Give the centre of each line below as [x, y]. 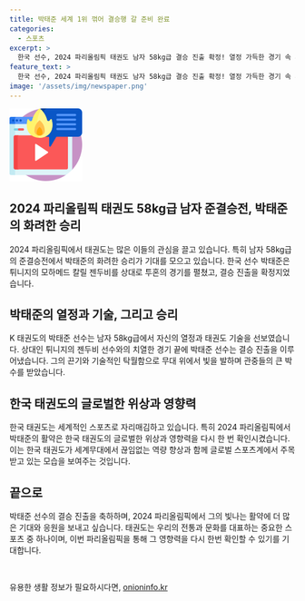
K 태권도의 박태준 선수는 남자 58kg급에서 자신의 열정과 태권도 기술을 [130, 338]
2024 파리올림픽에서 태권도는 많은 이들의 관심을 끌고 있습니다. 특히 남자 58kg [147, 249]
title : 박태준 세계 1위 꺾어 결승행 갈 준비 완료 [90, 19]
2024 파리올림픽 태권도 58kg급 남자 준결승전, [131, 209]
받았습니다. [46, 372]
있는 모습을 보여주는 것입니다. [78, 461]
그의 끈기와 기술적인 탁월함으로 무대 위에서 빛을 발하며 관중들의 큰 [167, 361]
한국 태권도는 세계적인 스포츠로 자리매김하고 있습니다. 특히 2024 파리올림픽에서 [150, 428]
